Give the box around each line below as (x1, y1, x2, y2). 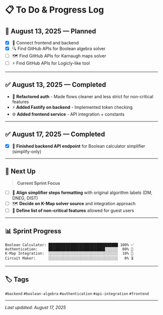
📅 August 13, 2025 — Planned (5, 27, 96, 35)
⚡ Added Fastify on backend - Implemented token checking (12, 104, 133, 110)
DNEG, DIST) (12, 195, 38, 201)
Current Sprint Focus (16, 180, 61, 186)
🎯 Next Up (5, 167, 36, 175)
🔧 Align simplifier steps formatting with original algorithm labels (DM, (12, 190, 153, 195)
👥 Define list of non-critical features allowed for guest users (12, 208, 134, 213)
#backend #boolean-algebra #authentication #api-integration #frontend (5, 292, 149, 297)
